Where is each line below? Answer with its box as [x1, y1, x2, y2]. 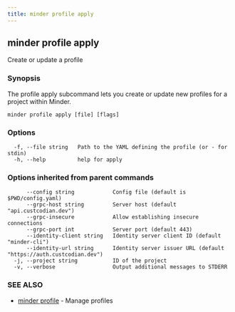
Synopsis [7, 73, 41, 83]
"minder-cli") [7, 239, 50, 246]
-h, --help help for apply [14, 156, 122, 164]
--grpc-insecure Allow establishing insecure [26, 214, 199, 221]
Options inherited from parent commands [7, 172, 155, 182]
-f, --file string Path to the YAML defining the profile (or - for [14, 144, 228, 151]
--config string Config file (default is [26, 189, 187, 196]
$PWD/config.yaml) [7, 195, 62, 202]
